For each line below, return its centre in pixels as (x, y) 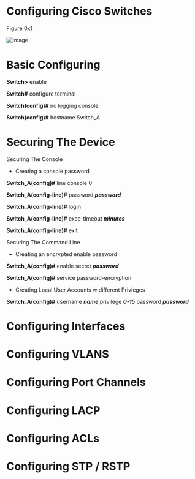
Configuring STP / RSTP (68, 466)
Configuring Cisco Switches (79, 11)
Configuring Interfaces (66, 326)
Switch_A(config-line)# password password (64, 195)
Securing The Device (61, 142)
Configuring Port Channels (76, 383)
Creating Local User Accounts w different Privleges (80, 290)
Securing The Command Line (43, 242)
